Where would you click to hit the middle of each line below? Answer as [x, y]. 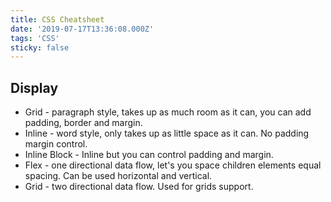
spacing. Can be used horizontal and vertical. [118, 176]
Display [34, 87]
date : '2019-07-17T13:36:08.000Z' [82, 29]
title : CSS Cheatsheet [57, 19]
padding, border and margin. [83, 123]
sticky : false [40, 47]
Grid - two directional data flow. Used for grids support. [139, 187]
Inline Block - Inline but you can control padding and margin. [149, 155]
